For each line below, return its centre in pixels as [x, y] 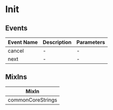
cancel [16, 51]
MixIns [16, 77]
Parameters [91, 42]
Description [57, 42]
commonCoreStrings [32, 100]
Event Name [23, 42]
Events [16, 28]
